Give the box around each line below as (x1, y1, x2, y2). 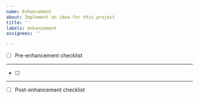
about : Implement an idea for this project (6, 14, 115, 20)
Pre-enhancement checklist (14, 52, 83, 59)
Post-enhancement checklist (14, 86, 85, 93)
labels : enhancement (6, 25, 57, 31)
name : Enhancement (6, 8, 52, 15)
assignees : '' (6, 31, 41, 37)
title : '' (6, 19, 31, 25)
